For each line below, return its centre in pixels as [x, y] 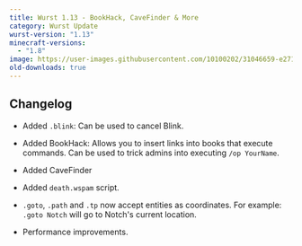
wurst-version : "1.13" [52, 34]
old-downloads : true [48, 68]
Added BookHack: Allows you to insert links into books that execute [147, 143]
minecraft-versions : [48, 43]
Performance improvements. [75, 232]
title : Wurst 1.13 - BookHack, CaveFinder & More [104, 18]
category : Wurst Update [54, 26]
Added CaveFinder [57, 170]
